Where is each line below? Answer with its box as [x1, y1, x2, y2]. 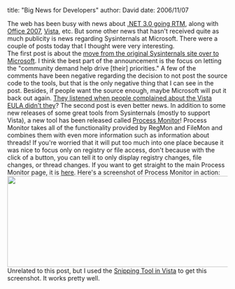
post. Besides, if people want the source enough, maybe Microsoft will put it [7, 87, 227, 94]
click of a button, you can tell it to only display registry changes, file [7, 153, 202, 162]
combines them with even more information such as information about [7, 131, 210, 139]
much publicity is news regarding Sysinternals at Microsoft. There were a [7, 34, 218, 43]
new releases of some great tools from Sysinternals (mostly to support [7, 108, 211, 117]
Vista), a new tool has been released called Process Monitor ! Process [7, 116, 208, 125]
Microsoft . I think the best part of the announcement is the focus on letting [7, 57, 222, 65]
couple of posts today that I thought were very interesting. [7, 42, 175, 50]
